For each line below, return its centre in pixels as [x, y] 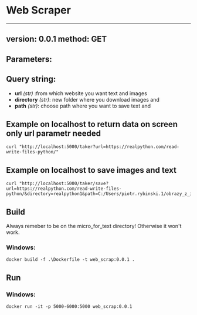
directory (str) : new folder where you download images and [87, 99]
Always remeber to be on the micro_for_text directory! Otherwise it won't [94, 226]
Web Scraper [39, 10]
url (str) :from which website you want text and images [81, 93]
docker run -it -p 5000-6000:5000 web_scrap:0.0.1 [69, 306]
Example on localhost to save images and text [91, 170]
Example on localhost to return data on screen [92, 124]
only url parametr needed [54, 133]
